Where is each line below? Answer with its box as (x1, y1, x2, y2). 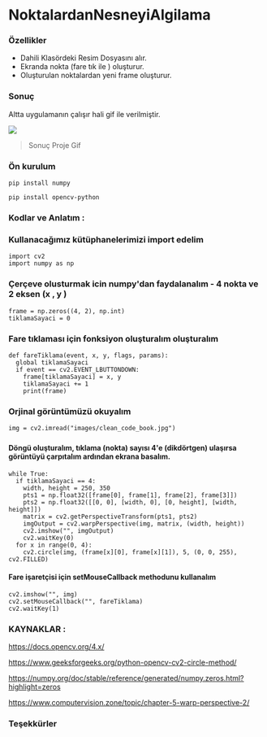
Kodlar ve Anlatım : (8, 212, 85, 223)
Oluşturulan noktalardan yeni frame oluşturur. (19, 71, 172, 81)
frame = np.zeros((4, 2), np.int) (8, 307, 126, 315)
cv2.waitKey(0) (23, 534, 75, 542)
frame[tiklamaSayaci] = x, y (23, 373, 122, 381)
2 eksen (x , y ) (8, 289, 67, 300)
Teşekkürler (8, 718, 58, 730)
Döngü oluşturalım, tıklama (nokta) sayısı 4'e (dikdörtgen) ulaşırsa (8, 443, 237, 453)
